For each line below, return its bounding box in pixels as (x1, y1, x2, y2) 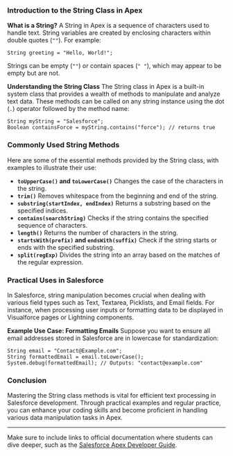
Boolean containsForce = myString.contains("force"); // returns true (7, 124, 216, 131)
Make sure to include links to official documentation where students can (7, 433, 213, 442)
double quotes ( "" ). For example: (7, 36, 102, 44)
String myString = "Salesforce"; (7, 118, 104, 125)
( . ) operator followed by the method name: (7, 105, 130, 113)
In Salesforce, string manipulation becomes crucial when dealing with (7, 291, 206, 299)
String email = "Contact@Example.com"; (7, 347, 123, 354)
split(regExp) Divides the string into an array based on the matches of (17, 251, 221, 259)
